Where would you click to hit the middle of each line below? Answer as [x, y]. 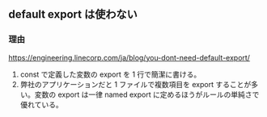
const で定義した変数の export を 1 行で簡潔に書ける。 [110, 74]
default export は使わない [73, 15]
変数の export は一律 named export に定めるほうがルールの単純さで [147, 94]
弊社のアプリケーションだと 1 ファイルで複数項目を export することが [136, 84]
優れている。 [41, 104]
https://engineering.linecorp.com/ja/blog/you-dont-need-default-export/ [129, 57]
